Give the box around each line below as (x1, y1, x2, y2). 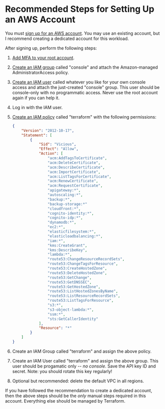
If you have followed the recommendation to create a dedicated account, (5, 387, 152, 393)
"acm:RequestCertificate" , (47, 183, 103, 188)
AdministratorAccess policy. (12, 69, 69, 75)
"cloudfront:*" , (47, 206, 81, 211)
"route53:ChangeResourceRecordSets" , (47, 257, 125, 262)
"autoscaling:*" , (47, 193, 83, 198)
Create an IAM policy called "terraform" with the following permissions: (12, 114, 157, 120)
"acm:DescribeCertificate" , (47, 164, 105, 170)
